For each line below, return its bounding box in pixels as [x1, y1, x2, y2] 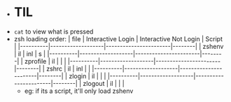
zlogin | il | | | [69, 71, 106, 80]
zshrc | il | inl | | [46, 64, 91, 73]
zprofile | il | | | [24, 57, 66, 65]
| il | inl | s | [13, 50, 46, 58]
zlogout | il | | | [83, 79, 125, 87]
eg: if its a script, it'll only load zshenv [24, 87, 134, 95]
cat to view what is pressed [13, 27, 94, 36]
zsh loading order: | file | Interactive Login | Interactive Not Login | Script [13, 34, 223, 43]
